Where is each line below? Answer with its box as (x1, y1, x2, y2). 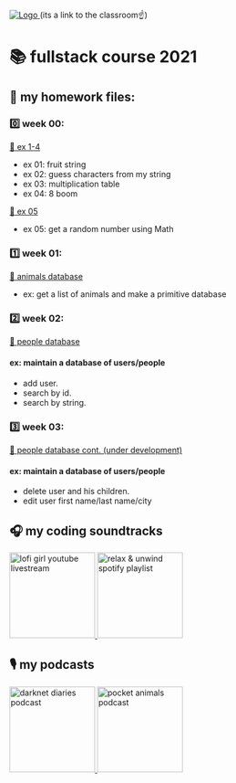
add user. (22, 377, 58, 388)
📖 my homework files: (9, 89, 136, 104)
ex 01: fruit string (22, 159, 87, 170)
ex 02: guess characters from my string (22, 168, 171, 179)
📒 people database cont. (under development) (9, 444, 183, 455)
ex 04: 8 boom (22, 187, 78, 199)
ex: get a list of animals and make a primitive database (22, 289, 227, 300)
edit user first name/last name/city (22, 495, 152, 506)
